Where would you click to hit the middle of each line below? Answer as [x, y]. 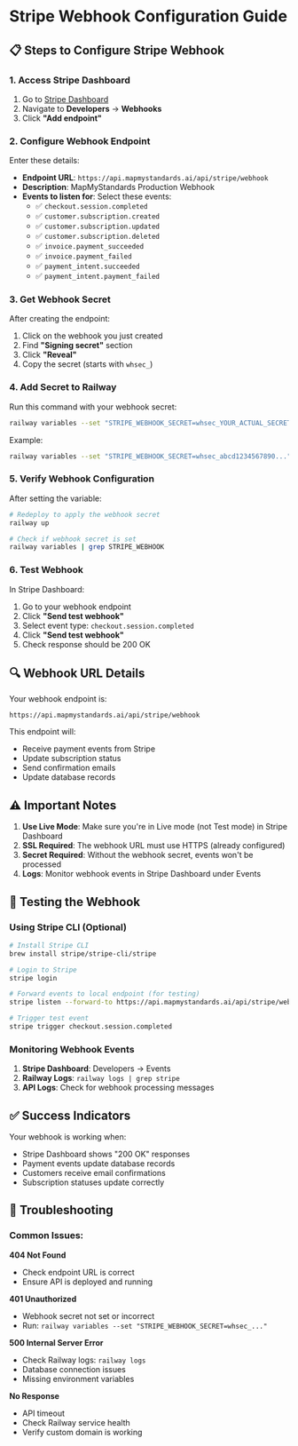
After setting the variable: [55, 498]
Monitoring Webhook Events [72, 1049]
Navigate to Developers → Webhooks [92, 108]
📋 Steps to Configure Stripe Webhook [117, 50]
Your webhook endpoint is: [58, 699]
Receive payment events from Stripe [89, 749]
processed [42, 864]
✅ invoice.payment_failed [83, 256]
